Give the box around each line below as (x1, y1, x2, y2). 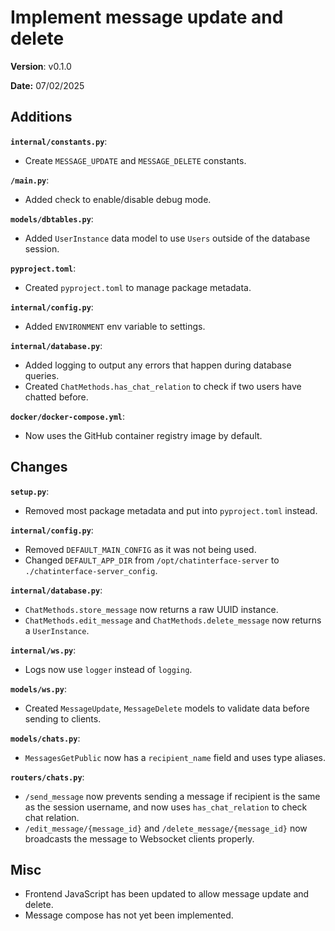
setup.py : (10, 485, 50, 497)
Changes (10, 459, 68, 476)
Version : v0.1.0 (10, 60, 72, 72)
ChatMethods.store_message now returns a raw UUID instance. (24, 603, 279, 615)
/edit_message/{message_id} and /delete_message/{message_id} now (24, 822, 308, 834)
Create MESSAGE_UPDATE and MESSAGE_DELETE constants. (24, 154, 247, 166)
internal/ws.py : (10, 644, 77, 656)
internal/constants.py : (10, 135, 108, 147)
